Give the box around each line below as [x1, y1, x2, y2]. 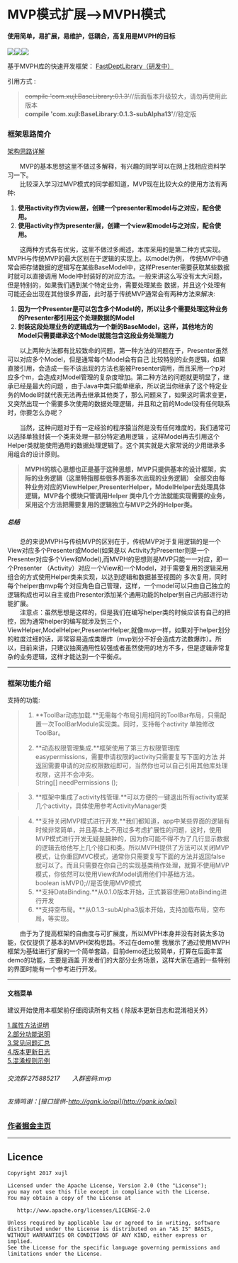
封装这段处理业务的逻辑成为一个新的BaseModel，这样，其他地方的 [17, 322, 213, 330]
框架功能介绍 [7, 678, 52, 688]
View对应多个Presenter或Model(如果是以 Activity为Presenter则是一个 [7, 546, 210, 554]
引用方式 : [7, 77, 36, 86]
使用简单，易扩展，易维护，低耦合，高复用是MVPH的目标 [7, 31, 176, 40]
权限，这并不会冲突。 [35, 770, 98, 778]
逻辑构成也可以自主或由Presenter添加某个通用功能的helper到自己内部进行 [7, 590, 222, 599]
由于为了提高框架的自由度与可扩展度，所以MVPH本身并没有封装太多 [20, 929, 218, 938]
